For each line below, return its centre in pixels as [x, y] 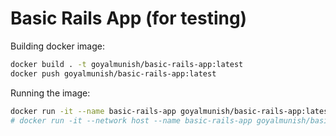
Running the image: [50, 93]
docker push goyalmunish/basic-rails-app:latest [113, 73]
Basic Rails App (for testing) [129, 18]
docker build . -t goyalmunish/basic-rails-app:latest [127, 64]
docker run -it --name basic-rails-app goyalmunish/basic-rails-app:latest [171, 111]
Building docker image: [57, 46]
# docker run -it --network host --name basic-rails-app [131, 120]
